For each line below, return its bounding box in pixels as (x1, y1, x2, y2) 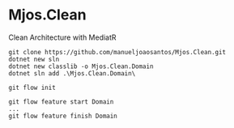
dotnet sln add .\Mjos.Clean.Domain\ (8, 69, 136, 78)
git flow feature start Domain (8, 97, 114, 106)
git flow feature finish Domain (8, 112, 117, 120)
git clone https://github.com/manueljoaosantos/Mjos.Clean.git (8, 48, 227, 56)
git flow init (8, 83, 57, 92)
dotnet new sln (8, 55, 60, 63)
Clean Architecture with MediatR (8, 32, 117, 42)
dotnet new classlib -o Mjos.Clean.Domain (8, 62, 154, 70)
